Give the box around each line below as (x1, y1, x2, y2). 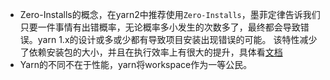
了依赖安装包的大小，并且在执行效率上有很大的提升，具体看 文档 (19, 46, 283, 58)
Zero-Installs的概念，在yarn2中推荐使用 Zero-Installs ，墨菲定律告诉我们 (19, 9, 321, 20)
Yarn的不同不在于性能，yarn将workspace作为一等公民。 (19, 59, 253, 70)
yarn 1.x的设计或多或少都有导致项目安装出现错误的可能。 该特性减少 (37, 34, 318, 45)
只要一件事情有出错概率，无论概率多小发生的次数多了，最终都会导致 (19, 21, 301, 33)
